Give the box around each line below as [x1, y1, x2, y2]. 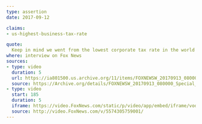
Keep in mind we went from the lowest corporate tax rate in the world [11, 47, 195, 53]
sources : [6, 58, 28, 64]
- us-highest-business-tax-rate [6, 31, 87, 37]
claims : [6, 25, 26, 31]
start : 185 [11, 92, 39, 98]
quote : [6, 41, 23, 48]
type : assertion [6, 8, 47, 15]
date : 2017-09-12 [6, 14, 50, 20]
